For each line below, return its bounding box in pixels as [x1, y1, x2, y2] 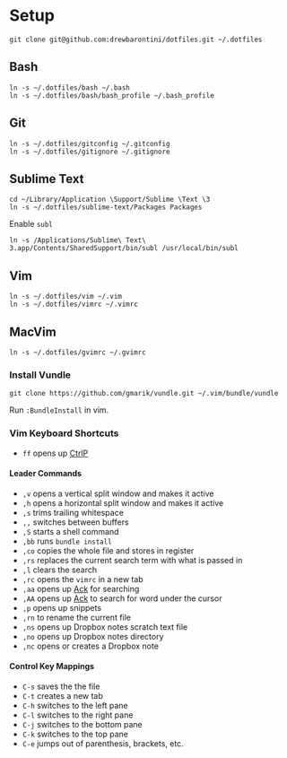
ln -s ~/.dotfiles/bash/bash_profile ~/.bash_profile [9, 91, 215, 100]
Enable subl [9, 219, 54, 230]
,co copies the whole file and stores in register [22, 545, 195, 556]
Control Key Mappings [9, 661, 95, 672]
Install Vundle [9, 369, 72, 381]
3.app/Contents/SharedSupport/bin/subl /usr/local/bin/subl [9, 244, 239, 253]
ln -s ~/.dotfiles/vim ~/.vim [9, 292, 123, 301]
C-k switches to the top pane [22, 728, 128, 739]
